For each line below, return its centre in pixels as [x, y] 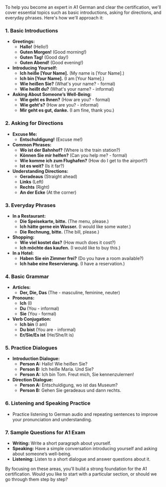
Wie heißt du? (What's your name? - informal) [67, 89]
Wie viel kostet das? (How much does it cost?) [68, 242]
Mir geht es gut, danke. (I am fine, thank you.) [67, 110]
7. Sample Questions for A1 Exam [45, 432]
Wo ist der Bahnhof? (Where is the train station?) [70, 150]
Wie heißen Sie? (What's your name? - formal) [67, 84]
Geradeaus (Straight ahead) [49, 176]
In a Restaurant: [29, 216]
